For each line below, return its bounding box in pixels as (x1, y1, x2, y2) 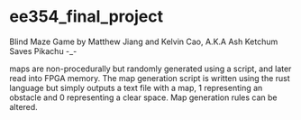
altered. (9, 101, 38, 112)
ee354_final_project (9, 6, 164, 27)
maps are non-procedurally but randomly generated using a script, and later (9, 63, 292, 74)
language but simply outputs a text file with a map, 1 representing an (9, 82, 263, 93)
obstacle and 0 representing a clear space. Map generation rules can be (9, 92, 278, 103)
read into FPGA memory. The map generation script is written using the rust (9, 72, 290, 83)
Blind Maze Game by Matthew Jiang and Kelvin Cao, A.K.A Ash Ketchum (9, 36, 278, 47)
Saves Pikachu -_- (9, 45, 78, 56)
